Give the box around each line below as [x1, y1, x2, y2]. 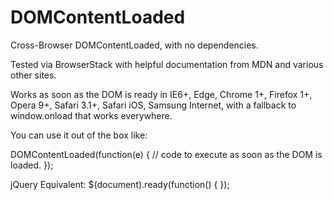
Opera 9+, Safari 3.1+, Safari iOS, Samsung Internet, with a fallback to [10, 99, 297, 111]
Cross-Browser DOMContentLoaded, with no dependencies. [10, 39, 259, 51]
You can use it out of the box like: [10, 129, 148, 141]
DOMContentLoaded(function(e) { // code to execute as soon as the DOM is [10, 148, 323, 160]
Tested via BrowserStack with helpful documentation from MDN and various [10, 58, 324, 70]
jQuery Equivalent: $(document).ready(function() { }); [10, 178, 230, 190]
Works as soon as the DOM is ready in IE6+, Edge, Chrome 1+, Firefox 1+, [10, 88, 313, 100]
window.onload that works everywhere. [10, 109, 173, 121]
